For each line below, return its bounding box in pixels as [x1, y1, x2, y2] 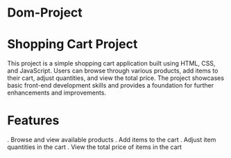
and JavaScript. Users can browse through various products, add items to [7, 67, 219, 75]
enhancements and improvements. [7, 88, 106, 97]
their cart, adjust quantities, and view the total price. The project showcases [7, 74, 224, 82]
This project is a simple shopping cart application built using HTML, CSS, [7, 59, 216, 68]
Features [7, 112, 60, 128]
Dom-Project [7, 5, 83, 21]
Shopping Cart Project [7, 37, 138, 52]
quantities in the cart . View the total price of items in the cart [7, 143, 182, 151]
